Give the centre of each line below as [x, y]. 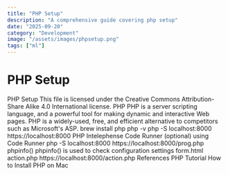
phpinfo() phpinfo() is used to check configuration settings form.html [105, 150]
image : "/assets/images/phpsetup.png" [63, 39]
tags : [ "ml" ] [26, 46]
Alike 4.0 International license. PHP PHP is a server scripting [111, 106]
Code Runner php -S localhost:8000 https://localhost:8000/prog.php [106, 143]
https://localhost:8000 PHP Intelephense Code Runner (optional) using [108, 136]
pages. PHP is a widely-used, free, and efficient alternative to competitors [113, 121]
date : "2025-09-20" [35, 26]
